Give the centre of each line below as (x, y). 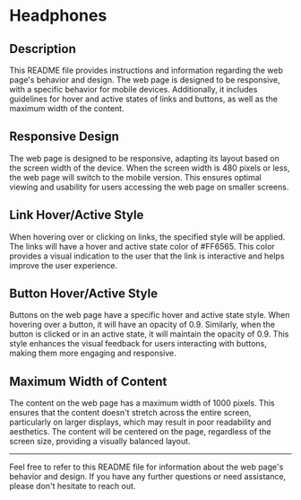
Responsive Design (64, 137)
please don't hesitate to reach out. (73, 487)
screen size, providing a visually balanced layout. (100, 442)
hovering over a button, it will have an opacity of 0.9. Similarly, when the (142, 325)
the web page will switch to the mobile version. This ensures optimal (135, 177)
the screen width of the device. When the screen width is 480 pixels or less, (150, 168)
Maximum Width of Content (88, 381)
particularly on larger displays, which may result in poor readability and (140, 422)
